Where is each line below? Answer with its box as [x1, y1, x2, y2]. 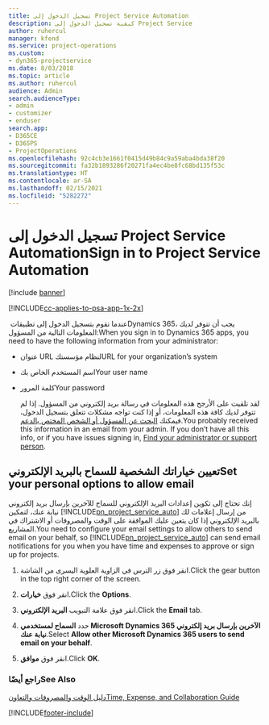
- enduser [8, 117, 42, 125]
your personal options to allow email [8, 477, 195, 490]
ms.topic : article [8, 72, 70, 80]
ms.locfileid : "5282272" [8, 191, 92, 200]
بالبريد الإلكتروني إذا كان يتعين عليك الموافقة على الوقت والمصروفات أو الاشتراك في [8, 515, 259, 525]
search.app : [8, 124, 48, 132]
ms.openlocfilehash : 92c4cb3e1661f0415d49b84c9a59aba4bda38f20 [8, 154, 226, 162]
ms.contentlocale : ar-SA [8, 177, 92, 185]
